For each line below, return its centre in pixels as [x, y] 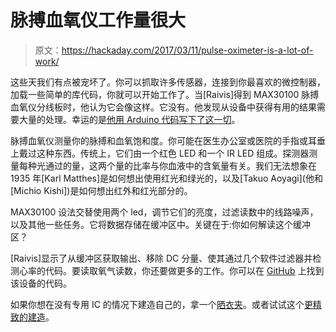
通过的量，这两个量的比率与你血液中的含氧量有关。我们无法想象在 [180, 165]
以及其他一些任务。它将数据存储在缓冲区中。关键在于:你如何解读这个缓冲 [161, 224]
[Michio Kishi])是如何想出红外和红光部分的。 [101, 190]
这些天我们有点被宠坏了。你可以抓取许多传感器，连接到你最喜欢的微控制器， [168, 82]
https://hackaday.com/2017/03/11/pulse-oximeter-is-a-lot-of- [187, 50]
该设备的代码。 [41, 283]
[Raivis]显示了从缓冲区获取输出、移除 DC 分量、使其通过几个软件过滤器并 [161, 258]
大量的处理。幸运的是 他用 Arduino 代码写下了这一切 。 [129, 119]
